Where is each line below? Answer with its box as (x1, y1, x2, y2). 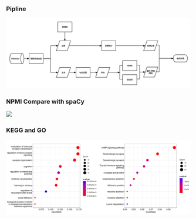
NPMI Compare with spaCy (6, 97, 85, 105)
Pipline (6, 5, 26, 13)
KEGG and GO (6, 126, 46, 134)
